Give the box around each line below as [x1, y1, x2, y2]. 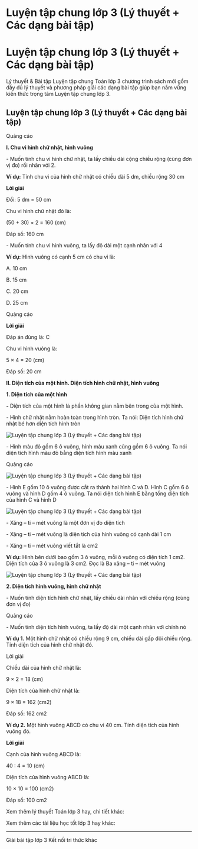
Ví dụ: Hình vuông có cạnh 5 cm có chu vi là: [6, 253, 115, 260]
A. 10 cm [6, 264, 28, 272]
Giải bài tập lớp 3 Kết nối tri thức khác [6, 836, 97, 843]
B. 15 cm [6, 276, 27, 283]
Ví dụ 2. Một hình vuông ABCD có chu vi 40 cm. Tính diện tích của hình [6, 721, 180, 728]
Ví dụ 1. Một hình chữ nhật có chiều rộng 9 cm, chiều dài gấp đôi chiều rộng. [6, 635, 192, 642]
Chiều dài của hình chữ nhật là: [6, 664, 81, 671]
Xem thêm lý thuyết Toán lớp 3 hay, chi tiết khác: [6, 808, 125, 815]
